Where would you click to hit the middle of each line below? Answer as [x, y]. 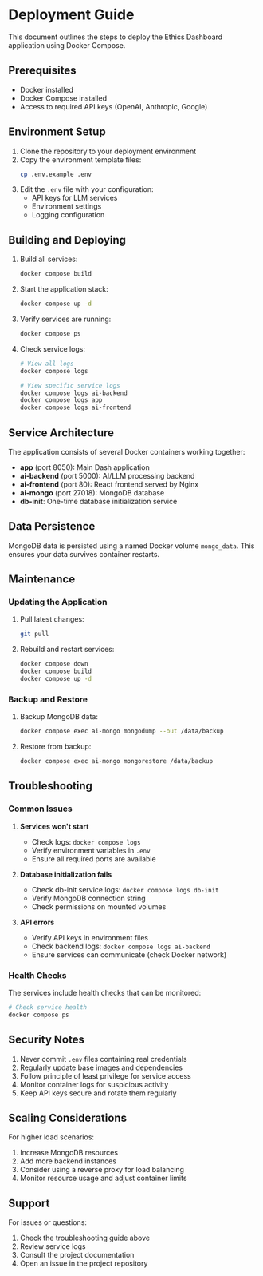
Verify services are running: [65, 319]
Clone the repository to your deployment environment [108, 151]
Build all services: [49, 259]
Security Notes [47, 1040]
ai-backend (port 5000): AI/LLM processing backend [107, 475]
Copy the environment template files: [80, 159]
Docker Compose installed [63, 98]
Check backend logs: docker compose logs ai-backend [121, 946]
